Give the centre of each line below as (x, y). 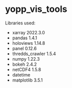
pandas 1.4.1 (25, 38)
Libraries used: (20, 23)
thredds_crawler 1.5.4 (34, 54)
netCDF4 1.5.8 (27, 69)
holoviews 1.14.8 (29, 43)
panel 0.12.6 (24, 48)
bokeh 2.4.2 (24, 64)
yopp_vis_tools (36, 9)
